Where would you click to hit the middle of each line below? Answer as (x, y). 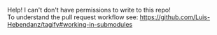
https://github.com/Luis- (175, 17)
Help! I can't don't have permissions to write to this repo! (89, 10)
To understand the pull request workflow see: (73, 17)
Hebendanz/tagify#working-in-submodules (70, 24)
